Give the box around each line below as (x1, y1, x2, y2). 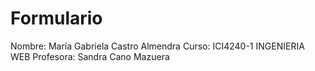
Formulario (10, 7, 103, 30)
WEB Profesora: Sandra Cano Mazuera (10, 50, 170, 62)
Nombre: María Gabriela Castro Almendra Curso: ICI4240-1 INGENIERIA (10, 40, 305, 52)
